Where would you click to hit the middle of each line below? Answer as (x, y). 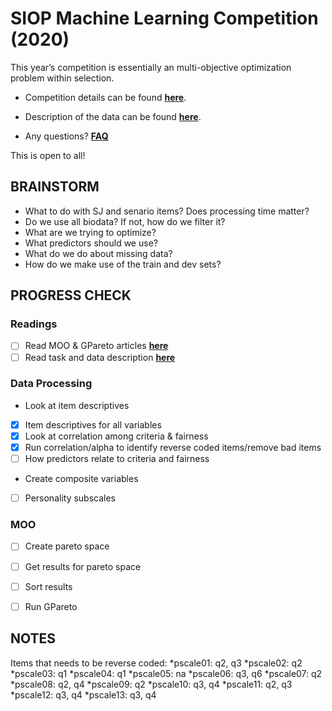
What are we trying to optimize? (90, 232)
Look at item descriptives (77, 405)
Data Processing (51, 384)
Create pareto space (67, 546)
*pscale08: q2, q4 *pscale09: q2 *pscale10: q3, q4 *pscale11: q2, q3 (151, 684)
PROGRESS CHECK (71, 295)
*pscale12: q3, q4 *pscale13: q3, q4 (83, 694)
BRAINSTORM (55, 187)
